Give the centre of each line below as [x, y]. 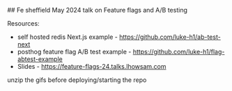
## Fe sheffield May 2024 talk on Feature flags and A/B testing [98, 10]
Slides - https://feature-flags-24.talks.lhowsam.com [92, 66]
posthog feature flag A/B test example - [74, 52]
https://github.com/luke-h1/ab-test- [170, 37]
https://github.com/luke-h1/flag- [179, 52]
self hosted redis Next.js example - [68, 37]
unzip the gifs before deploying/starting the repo [77, 80]
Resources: [23, 23]
